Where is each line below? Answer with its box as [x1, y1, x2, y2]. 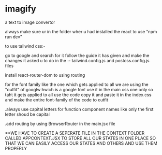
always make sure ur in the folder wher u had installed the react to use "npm [5, 28, 157, 34]
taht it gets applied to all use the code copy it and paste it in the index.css [5, 92, 151, 98]
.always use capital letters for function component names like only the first [5, 106, 154, 112]
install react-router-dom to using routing [5, 72, 86, 78]
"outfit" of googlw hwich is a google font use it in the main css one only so [5, 86, 153, 92]
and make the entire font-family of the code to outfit [5, 97, 109, 102]
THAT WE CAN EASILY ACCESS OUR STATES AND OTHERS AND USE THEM [5, 140, 158, 146]
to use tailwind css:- [5, 43, 45, 49]
